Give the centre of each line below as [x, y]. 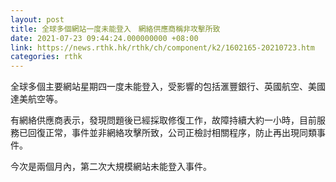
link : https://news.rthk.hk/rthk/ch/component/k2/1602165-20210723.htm [162, 47]
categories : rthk [46, 57]
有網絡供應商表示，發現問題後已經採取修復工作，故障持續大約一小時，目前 [163, 120]
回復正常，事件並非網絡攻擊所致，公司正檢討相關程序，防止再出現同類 [172, 133]
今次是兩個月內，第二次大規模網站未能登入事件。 [111, 167]
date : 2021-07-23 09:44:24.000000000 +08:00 [104, 38]
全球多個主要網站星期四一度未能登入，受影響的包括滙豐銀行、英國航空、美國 [168, 87]
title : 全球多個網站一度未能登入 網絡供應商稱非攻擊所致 [115, 29]
